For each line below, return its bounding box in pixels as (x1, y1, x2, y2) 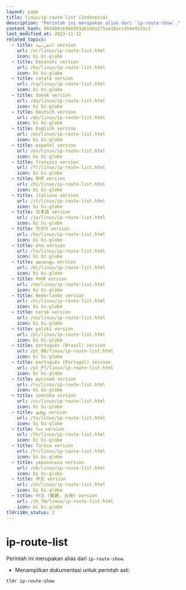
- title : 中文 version (11, 476, 66, 482)
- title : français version (11, 159, 79, 165)
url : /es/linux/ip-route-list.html (17, 148, 106, 154)
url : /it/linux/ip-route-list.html (17, 198, 106, 204)
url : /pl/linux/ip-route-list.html (17, 332, 106, 337)
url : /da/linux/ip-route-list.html (17, 98, 106, 104)
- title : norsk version (11, 309, 71, 315)
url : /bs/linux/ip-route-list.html (17, 64, 106, 71)
